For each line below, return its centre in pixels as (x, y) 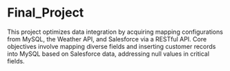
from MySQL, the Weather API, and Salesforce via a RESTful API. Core (107, 39)
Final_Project (46, 13)
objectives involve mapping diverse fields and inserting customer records (112, 46)
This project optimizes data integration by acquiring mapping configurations (115, 32)
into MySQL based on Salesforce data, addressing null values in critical (108, 54)
